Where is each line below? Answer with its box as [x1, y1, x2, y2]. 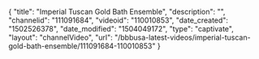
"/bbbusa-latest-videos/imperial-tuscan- [114, 32, 251, 42]
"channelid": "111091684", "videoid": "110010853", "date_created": [8, 15, 229, 25]
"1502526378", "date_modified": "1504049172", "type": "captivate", [8, 24, 234, 33]
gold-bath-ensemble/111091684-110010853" [8, 41, 156, 51]
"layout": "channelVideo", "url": [8, 32, 114, 42]
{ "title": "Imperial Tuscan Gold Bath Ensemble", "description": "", [8, 7, 226, 16]
